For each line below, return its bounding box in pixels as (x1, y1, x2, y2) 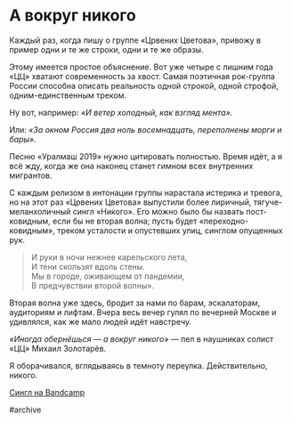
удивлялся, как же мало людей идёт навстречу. (9, 316, 192, 327)
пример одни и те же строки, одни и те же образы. (9, 44, 204, 54)
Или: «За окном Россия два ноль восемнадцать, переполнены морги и (9, 124, 282, 134)
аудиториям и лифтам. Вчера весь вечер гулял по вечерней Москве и (9, 306, 277, 317)
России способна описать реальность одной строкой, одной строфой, (9, 80, 279, 91)
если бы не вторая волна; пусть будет (52, 215, 198, 226)
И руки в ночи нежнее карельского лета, (30, 251, 188, 263)
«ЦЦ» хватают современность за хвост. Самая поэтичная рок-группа (9, 70, 276, 81)
